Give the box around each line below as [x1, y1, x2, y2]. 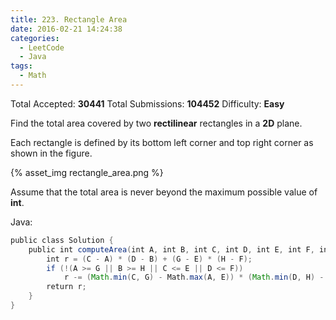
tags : [10, 61, 33, 71]
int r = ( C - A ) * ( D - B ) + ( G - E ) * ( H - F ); [46, 254, 253, 264]
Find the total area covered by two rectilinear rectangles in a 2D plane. [10, 117, 303, 129]
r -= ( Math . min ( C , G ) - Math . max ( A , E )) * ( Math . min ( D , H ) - [63, 272, 325, 283]
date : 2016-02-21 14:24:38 [10, 24, 123, 34]
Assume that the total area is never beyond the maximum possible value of [10, 186, 318, 198]
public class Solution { [10, 235, 114, 245]
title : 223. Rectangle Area [10, 14, 128, 25]
